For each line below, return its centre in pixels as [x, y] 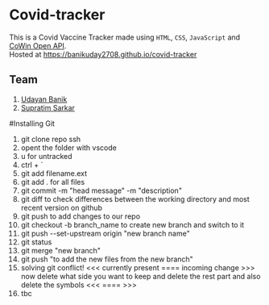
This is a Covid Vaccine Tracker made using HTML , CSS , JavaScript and [125, 37]
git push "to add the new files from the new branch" [107, 259]
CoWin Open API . [38, 45]
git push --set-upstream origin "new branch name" [105, 233]
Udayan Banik [44, 99]
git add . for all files [53, 182]
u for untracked [46, 156]
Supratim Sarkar [48, 107]
